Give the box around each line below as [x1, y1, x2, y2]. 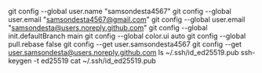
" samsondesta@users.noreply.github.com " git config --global [8, 23, 208, 32]
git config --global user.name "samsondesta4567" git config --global [8, 7, 231, 16]
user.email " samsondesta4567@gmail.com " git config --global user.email [8, 15, 246, 24]
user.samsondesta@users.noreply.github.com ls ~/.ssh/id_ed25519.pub [8, 48, 239, 57]
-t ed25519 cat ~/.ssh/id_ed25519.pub [33, 56, 157, 65]
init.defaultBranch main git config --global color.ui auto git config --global [8, 31, 246, 40]
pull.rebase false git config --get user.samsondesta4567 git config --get [8, 40, 242, 49]
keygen [8, 56, 32, 65]
